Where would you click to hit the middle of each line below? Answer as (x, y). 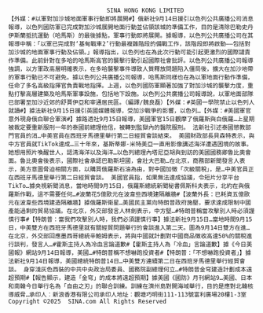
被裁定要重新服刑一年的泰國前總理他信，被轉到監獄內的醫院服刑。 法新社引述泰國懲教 (127, 127)
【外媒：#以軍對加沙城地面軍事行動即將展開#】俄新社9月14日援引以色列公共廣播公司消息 (131, 19)
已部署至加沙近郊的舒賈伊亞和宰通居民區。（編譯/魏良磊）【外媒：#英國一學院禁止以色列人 (131, 102)
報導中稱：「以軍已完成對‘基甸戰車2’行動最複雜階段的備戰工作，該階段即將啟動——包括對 (130, 44)
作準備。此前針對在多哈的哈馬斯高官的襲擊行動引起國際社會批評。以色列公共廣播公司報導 (131, 61)
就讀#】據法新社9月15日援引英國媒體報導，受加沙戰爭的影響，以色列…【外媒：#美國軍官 (130, 111)
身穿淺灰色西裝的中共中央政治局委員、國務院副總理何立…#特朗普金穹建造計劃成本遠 (138, 270)
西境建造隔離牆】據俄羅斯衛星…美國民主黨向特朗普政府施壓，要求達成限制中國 (144, 203)
